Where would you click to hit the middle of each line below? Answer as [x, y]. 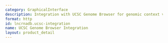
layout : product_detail [30, 33]
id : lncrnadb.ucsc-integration [38, 23]
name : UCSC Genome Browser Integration [47, 28]
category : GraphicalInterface [37, 10]
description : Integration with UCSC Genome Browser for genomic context [82, 14]
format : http [19, 19]
